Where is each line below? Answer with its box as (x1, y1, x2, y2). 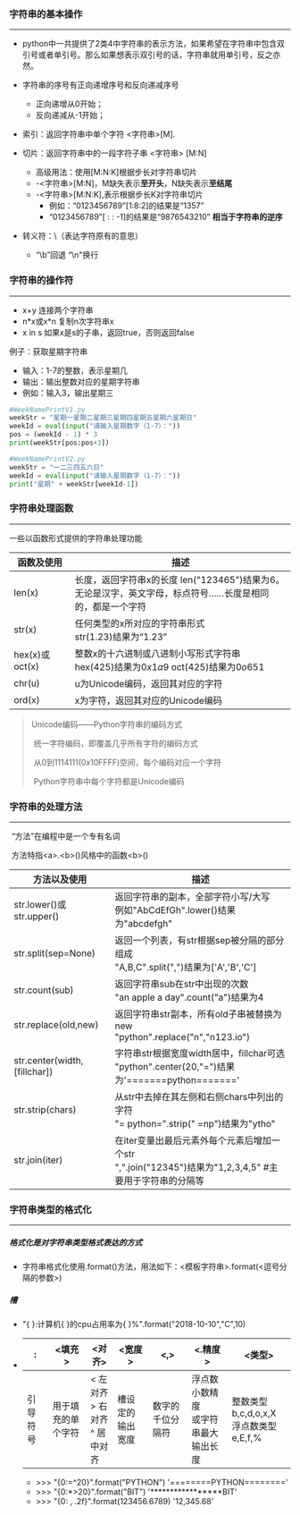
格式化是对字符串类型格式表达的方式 (9, 1237, 143, 1248)
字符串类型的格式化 (9, 1203, 92, 1215)
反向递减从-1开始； (35, 110, 105, 121)
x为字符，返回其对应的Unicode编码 (74, 694, 223, 707)
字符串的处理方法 (9, 800, 83, 813)
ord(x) (13, 693, 40, 706)
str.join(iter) (13, 1154, 63, 1166)
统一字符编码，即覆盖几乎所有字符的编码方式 (33, 738, 198, 749)
